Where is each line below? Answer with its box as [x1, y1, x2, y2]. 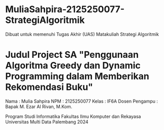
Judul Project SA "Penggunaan [5, 49, 139, 60]
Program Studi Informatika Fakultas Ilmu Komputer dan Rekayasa [5, 113, 141, 119]
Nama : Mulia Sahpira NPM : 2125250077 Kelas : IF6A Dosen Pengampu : [5, 98, 158, 104]
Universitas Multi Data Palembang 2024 [5, 118, 89, 125]
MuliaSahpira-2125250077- [5, 4, 125, 15]
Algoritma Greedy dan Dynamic [5, 60, 141, 72]
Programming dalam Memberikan [5, 71, 150, 82]
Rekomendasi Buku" [5, 81, 93, 93]
